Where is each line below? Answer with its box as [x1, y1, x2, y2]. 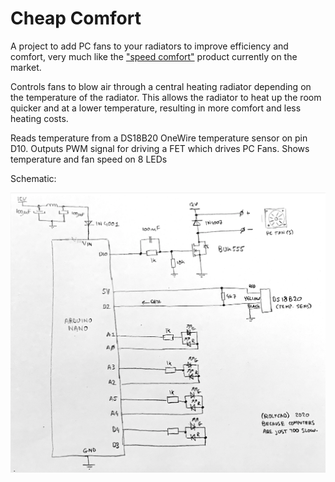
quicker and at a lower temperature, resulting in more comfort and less [10, 102, 302, 114]
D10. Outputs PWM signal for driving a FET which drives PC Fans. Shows [10, 142, 310, 154]
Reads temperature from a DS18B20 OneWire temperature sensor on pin [10, 132, 308, 144]
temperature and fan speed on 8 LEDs [10, 153, 168, 165]
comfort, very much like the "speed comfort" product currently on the [10, 50, 298, 62]
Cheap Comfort [10, 7, 142, 30]
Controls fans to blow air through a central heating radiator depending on [10, 80, 312, 92]
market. [10, 61, 42, 73]
